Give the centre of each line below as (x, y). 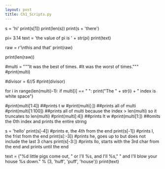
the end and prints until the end (37, 146)
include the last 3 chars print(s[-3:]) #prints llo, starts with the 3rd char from (82, 141)
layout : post (18, 10)
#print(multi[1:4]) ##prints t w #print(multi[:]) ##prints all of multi (71, 105)
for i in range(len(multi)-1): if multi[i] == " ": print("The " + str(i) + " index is (81, 91)
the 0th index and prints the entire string (46, 121)
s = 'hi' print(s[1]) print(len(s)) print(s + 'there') (52, 28)
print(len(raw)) (20, 57)
